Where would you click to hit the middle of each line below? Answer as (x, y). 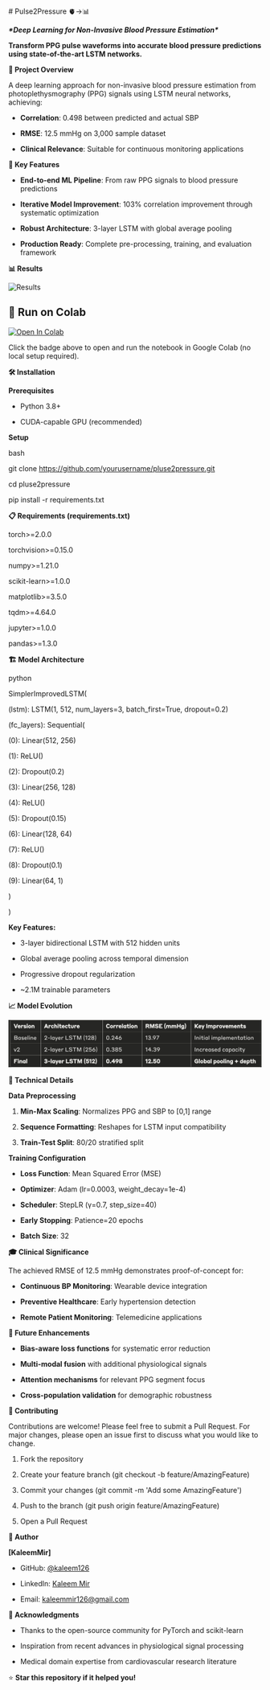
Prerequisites (31, 390)
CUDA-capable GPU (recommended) (81, 421)
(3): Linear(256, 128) (42, 787)
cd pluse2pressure (39, 484)
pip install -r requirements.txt (56, 499)
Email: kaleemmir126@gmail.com (75, 1599)
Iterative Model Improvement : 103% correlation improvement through (136, 204)
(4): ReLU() (27, 802)
